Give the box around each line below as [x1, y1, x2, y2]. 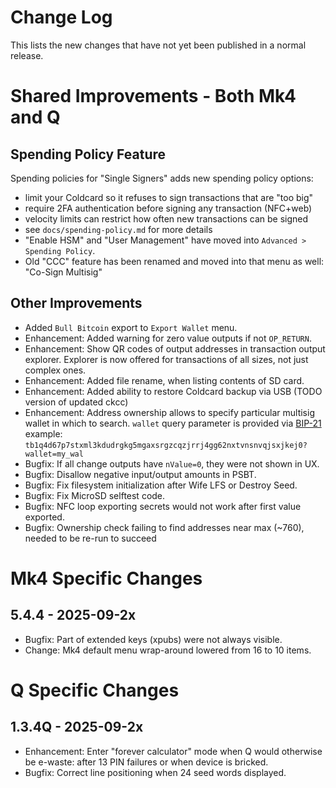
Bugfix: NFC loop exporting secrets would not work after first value [24, 500, 302, 512]
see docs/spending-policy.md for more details [24, 223, 213, 235]
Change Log [10, 6, 113, 29]
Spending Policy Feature [10, 146, 167, 163]
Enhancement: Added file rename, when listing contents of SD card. [24, 374, 305, 386]
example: [24, 427, 63, 440]
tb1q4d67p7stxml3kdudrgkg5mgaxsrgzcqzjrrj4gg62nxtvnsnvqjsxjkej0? [24, 440, 308, 450]
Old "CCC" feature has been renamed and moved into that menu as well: [24, 255, 325, 267]
